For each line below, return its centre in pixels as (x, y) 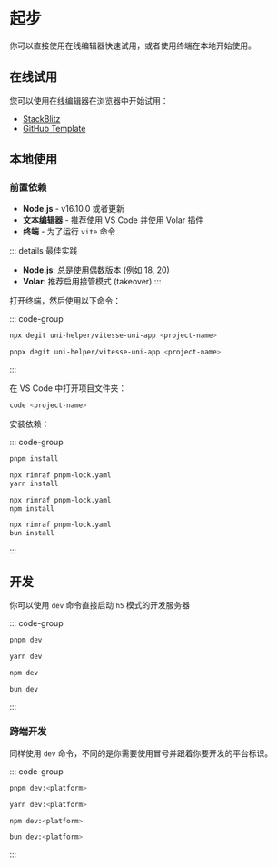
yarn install (34, 483)
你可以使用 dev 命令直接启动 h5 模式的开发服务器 (100, 605)
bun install (32, 533)
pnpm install (34, 459)
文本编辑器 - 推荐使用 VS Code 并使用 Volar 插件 (113, 220)
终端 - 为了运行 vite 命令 (69, 232)
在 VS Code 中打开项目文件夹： (68, 388)
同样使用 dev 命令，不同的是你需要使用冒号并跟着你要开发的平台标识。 (141, 753)
